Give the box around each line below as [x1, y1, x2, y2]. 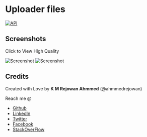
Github [12, 105, 27, 111]
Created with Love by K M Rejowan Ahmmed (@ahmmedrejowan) [5, 85, 142, 91]
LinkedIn [12, 110, 31, 116]
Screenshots [5, 35, 46, 43]
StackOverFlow [12, 126, 45, 132]
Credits [5, 72, 29, 81]
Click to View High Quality [5, 48, 59, 54]
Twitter [12, 115, 28, 121]
